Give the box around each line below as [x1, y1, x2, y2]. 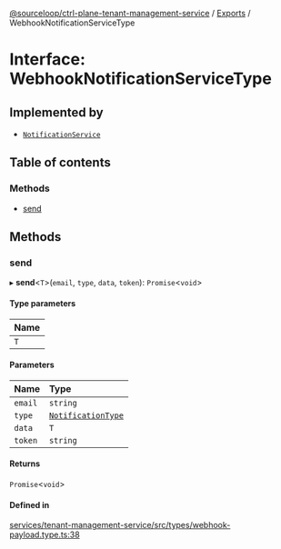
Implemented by [9, 105, 104, 120]
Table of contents [9, 155, 111, 171]
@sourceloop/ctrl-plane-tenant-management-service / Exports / [9, 8, 252, 18]
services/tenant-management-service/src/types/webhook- [9, 520, 231, 531]
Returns [9, 458, 41, 469]
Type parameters [9, 297, 76, 308]
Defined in [9, 499, 50, 510]
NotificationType [48, 410, 125, 421]
